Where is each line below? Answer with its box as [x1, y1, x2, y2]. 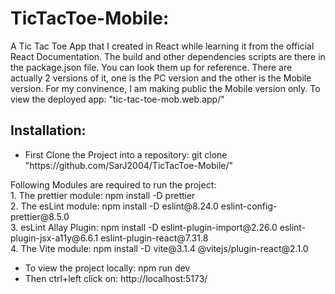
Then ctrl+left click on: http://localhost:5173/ [24, 272, 208, 284]
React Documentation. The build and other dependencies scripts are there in [10, 50, 326, 62]
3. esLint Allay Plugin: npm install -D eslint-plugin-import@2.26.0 [10, 221, 278, 233]
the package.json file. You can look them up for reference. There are [10, 61, 293, 73]
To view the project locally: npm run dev [24, 262, 191, 274]
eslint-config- [220, 200, 278, 212]
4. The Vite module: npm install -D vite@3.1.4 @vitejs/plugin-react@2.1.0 [10, 242, 309, 254]
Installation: [10, 122, 87, 139]
